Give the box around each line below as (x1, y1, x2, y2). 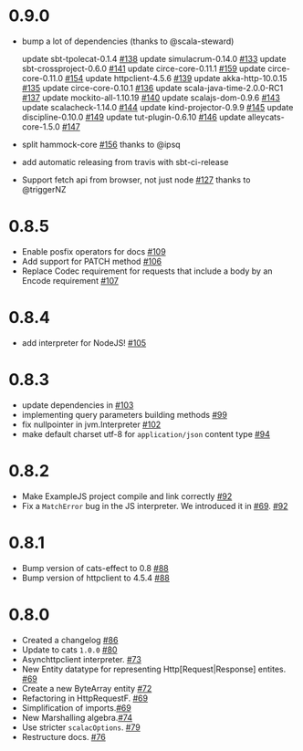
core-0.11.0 (21, 72, 64, 83)
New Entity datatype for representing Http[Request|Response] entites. (21, 663, 287, 674)
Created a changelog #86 (21, 634, 119, 645)
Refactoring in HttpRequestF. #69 (21, 693, 148, 704)
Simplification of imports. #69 (21, 702, 131, 713)
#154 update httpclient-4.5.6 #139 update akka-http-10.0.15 (64, 72, 288, 83)
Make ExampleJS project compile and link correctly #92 (21, 490, 233, 502)
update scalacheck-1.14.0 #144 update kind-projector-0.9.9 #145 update (21, 101, 294, 112)
